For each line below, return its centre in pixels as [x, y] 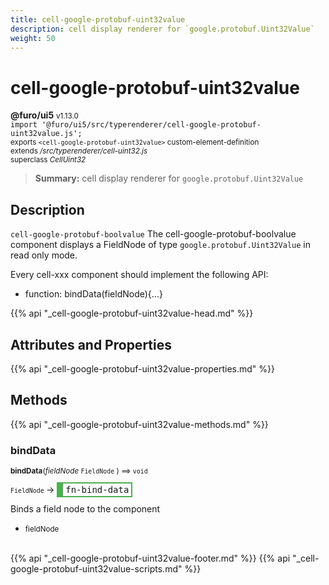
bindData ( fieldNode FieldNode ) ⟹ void [79, 471]
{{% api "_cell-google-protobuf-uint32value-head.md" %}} [132, 313]
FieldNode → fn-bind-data [70, 490]
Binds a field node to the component [85, 509]
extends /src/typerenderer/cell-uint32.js [79, 151]
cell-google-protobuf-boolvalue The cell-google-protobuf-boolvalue [153, 234]
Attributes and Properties [91, 344]
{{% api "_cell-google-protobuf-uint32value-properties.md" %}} [142, 368]
